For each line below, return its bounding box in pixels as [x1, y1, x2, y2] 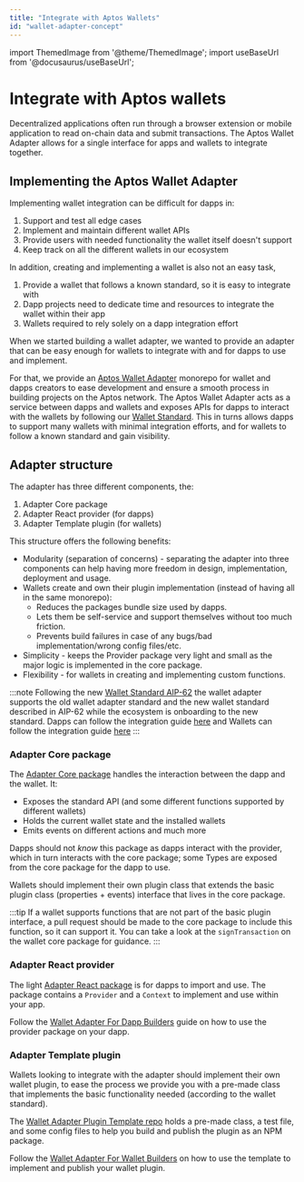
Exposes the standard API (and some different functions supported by [22, 796, 285, 807]
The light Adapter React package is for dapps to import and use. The [9, 979, 266, 990]
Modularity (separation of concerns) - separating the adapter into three [22, 554, 289, 565]
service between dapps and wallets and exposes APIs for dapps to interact [9, 402, 289, 413]
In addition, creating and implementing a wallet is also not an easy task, [9, 262, 277, 273]
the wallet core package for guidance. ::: [9, 936, 161, 947]
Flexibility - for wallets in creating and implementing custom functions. [22, 669, 286, 680]
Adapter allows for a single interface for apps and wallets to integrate [9, 137, 268, 148]
